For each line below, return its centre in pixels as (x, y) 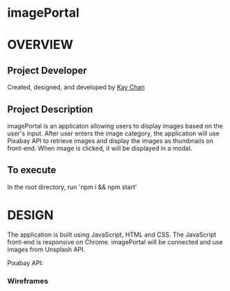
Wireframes (28, 281)
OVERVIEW (40, 45)
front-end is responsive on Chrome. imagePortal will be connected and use (115, 241)
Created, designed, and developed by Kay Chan (76, 87)
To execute (32, 170)
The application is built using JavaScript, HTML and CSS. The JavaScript (112, 234)
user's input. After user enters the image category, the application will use (113, 133)
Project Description (50, 109)
